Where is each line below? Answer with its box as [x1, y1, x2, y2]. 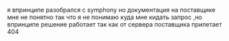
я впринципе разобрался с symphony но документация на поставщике [7, 6, 216, 14]
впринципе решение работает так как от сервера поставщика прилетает [7, 20, 222, 28]
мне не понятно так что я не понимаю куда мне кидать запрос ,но [7, 13, 203, 21]
